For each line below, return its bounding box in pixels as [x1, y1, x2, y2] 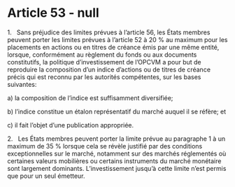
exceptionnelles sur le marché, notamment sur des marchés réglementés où [7, 149, 227, 158]
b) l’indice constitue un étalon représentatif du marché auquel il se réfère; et [7, 107, 227, 116]
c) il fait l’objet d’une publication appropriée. [7, 120, 134, 129]
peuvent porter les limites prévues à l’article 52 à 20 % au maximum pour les [7, 35, 229, 43]
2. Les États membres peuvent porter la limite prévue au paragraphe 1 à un [7, 134, 226, 143]
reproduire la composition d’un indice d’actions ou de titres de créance [7, 65, 211, 74]
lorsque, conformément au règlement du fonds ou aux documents [7, 50, 197, 59]
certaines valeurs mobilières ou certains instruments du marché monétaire [7, 156, 222, 165]
